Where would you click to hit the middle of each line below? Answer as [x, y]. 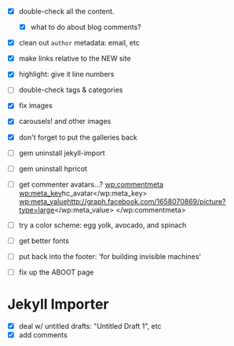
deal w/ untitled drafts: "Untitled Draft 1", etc [90, 326]
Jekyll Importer [58, 304]
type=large [37, 209]
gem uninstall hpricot [53, 169]
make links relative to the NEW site [75, 59]
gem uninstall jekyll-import [62, 153]
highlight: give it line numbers [66, 75]
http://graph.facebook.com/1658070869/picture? [146, 201]
